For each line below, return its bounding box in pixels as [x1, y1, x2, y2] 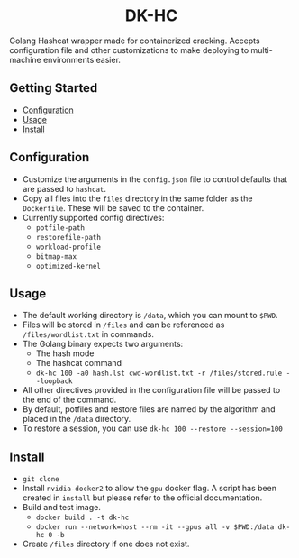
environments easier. [43, 54, 122, 65]
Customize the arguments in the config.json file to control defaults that [22, 173, 288, 185]
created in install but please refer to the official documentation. [22, 492, 263, 503]
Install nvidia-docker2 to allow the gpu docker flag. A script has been [22, 483, 277, 494]
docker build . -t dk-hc [35, 513, 130, 523]
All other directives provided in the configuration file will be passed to [22, 385, 281, 396]
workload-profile [35, 242, 102, 252]
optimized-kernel [35, 261, 102, 270]
